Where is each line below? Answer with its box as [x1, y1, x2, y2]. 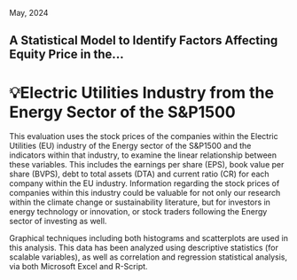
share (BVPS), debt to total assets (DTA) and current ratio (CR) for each [9, 168, 270, 180]
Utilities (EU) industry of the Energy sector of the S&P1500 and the [9, 141, 252, 152]
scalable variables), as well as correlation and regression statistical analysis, [9, 252, 288, 262]
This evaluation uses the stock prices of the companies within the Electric [9, 131, 278, 142]
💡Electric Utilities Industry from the [9, 82, 275, 103]
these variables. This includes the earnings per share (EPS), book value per [9, 159, 285, 170]
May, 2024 [9, 8, 49, 18]
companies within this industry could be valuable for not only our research [9, 188, 281, 198]
